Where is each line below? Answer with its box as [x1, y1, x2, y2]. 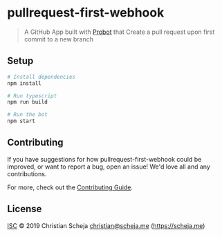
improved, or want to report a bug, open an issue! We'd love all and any [7, 162, 211, 171]
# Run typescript [7, 92, 57, 99]
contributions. [7, 169, 47, 178]
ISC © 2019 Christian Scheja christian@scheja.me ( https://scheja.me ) [7, 221, 205, 229]
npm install [7, 79, 41, 87]
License [7, 203, 42, 215]
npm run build [7, 99, 48, 106]
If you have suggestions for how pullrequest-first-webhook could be [7, 155, 202, 163]
